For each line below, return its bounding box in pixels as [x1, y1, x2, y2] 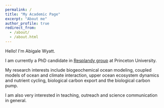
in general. [5, 97, 27, 103]
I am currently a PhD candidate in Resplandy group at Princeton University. [5, 57, 157, 63]
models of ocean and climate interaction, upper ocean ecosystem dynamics [5, 72, 159, 78]
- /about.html [9, 35, 38, 40]
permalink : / [5, 7, 32, 12]
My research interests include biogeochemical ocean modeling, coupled [5, 67, 152, 73]
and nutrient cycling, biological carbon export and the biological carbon [5, 77, 150, 83]
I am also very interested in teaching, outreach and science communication [5, 92, 158, 98]
